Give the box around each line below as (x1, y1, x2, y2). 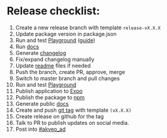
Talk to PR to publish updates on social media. (15, 119, 129, 126)
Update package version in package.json (15, 30, 117, 37)
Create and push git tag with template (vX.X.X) (15, 106, 132, 114)
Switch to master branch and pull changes (15, 75, 120, 82)
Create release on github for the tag (15, 112, 104, 120)
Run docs (15, 43, 40, 50)
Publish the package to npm (15, 94, 85, 101)
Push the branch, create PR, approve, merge (15, 68, 125, 75)
